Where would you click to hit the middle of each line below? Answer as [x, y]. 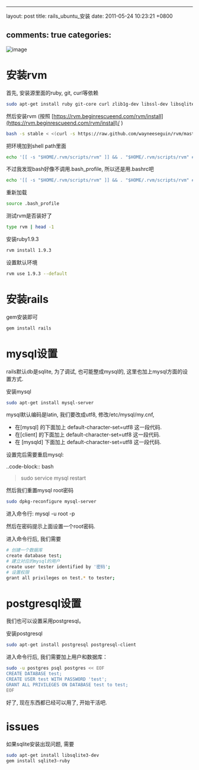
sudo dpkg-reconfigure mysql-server [51, 502]
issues [23, 726]
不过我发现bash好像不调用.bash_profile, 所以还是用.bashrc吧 [80, 169]
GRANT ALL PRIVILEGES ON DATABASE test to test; [67, 685]
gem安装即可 [22, 317]
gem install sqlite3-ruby [38, 761]
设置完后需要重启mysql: [35, 455]
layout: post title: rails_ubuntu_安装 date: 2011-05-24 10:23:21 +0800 [89, 16]
